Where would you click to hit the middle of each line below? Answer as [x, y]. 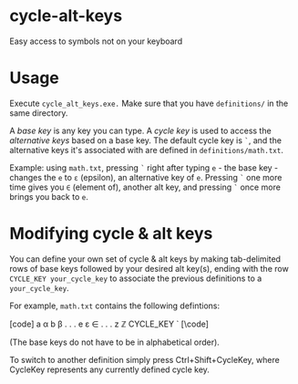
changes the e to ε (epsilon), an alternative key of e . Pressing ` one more [146, 177]
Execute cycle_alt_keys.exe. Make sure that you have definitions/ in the [149, 103]
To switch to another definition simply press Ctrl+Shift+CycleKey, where [144, 359]
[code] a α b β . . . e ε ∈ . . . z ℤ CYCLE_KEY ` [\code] [109, 324]
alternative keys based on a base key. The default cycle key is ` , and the [146, 140]
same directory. [39, 113]
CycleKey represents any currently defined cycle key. [109, 369]
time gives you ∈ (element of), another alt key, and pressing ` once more [145, 187]
